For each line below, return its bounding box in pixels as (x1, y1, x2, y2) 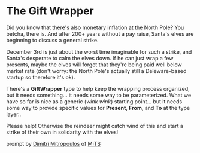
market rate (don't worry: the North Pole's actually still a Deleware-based (6, 67, 187, 74)
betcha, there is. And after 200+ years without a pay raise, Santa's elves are (6, 30, 194, 37)
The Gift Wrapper (6, 4, 94, 18)
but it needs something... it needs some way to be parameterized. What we (6, 91, 192, 99)
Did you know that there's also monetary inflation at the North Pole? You (6, 24, 184, 31)
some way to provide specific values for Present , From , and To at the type (6, 104, 190, 111)
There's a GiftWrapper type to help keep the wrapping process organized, (6, 85, 190, 92)
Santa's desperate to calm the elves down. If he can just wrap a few (6, 54, 174, 62)
